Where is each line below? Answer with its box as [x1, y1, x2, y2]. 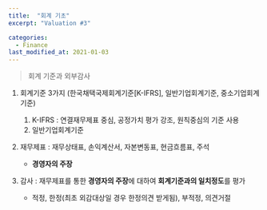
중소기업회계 [221, 89, 260, 98]
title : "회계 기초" [8, 11, 70, 20]
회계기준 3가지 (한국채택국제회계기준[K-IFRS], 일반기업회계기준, [19, 89, 220, 98]
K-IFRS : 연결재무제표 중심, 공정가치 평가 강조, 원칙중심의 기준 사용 [31, 115, 240, 125]
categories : [8, 34, 48, 42]
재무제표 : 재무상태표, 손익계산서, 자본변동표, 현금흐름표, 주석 [19, 142, 210, 152]
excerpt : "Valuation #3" [8, 19, 91, 27]
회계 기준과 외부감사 [27, 71, 90, 81]
